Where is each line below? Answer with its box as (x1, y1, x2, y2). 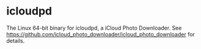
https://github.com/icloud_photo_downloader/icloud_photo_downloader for (6, 30, 196, 38)
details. (6, 37, 25, 44)
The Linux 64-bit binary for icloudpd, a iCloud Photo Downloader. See (6, 24, 182, 31)
